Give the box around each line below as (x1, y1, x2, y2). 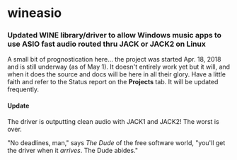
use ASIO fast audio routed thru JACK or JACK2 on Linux (7, 39, 207, 49)
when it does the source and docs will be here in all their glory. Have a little (7, 70, 226, 79)
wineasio (7, 5, 62, 21)
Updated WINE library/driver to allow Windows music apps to (7, 30, 221, 40)
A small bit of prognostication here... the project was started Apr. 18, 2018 (7, 55, 221, 64)
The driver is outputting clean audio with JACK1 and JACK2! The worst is (7, 117, 219, 125)
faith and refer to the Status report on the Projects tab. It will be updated (7, 78, 219, 86)
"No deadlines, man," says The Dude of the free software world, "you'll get (7, 138, 226, 147)
